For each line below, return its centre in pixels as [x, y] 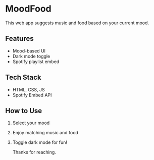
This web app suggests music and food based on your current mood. [77, 23]
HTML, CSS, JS [29, 89]
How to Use [24, 111]
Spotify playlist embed [36, 62]
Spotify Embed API [32, 95]
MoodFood [28, 9]
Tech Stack [23, 77]
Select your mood [31, 123]
